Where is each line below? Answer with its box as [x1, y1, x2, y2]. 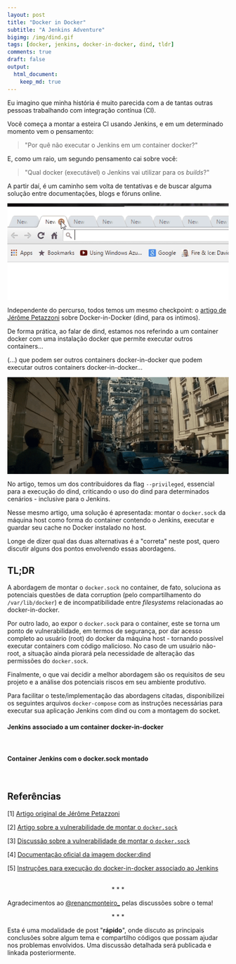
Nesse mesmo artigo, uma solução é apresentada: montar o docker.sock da [7, 508, 226, 517]
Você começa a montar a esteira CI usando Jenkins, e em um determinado [7, 120, 223, 128]
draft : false [7, 56, 46, 63]
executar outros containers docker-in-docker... [7, 363, 143, 371]
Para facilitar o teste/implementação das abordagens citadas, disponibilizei [7, 691, 225, 700]
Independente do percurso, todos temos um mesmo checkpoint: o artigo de [7, 306, 227, 314]
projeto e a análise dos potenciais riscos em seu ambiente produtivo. [7, 678, 206, 687]
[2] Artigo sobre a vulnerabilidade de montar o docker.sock [7, 822, 178, 831]
